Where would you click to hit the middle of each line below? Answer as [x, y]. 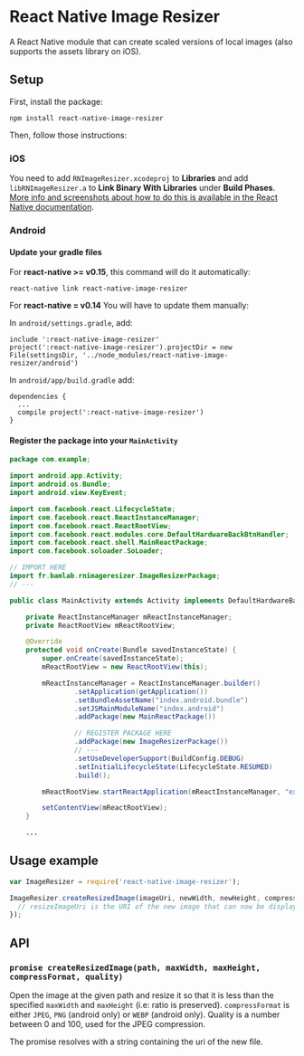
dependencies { [38, 397]
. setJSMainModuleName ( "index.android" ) [149, 709]
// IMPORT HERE [38, 567]
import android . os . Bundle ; [60, 485]
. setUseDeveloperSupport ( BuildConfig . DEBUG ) [159, 758]
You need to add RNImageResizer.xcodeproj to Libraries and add [129, 178]
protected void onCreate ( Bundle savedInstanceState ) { [131, 650]
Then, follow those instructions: [68, 135]
